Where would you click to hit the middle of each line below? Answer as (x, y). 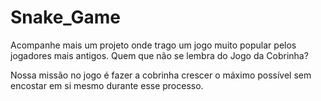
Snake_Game (66, 17)
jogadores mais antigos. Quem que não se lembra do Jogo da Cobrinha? (159, 55)
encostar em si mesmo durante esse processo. (107, 85)
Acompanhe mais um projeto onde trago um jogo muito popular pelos (153, 45)
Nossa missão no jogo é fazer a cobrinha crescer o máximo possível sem (161, 75)
